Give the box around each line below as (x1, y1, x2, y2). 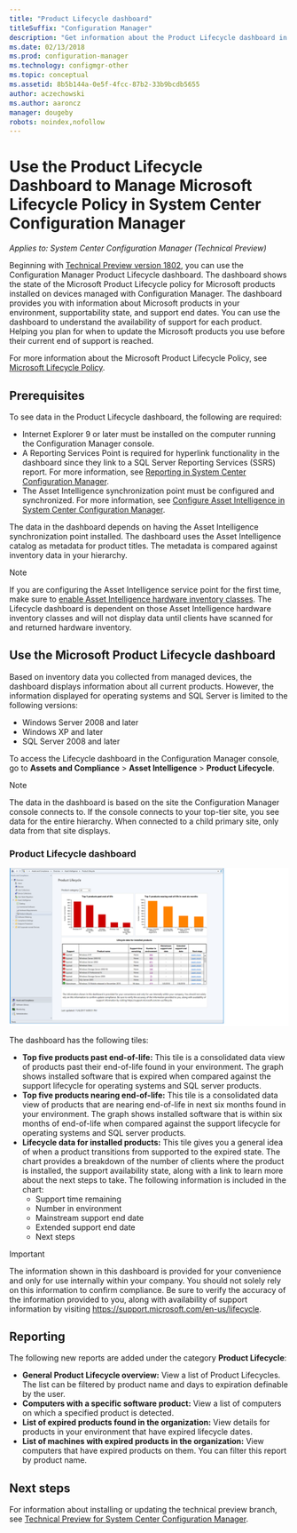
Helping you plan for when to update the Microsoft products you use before (9, 326, 285, 337)
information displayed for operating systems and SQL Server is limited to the (9, 690, 288, 701)
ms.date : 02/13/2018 (9, 43, 86, 52)
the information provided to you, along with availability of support (9, 1294, 248, 1305)
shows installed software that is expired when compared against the (21, 1071, 272, 1082)
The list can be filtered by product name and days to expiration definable (21, 1379, 288, 1390)
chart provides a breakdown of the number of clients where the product (21, 1155, 285, 1166)
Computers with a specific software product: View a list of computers (21, 1398, 282, 1409)
